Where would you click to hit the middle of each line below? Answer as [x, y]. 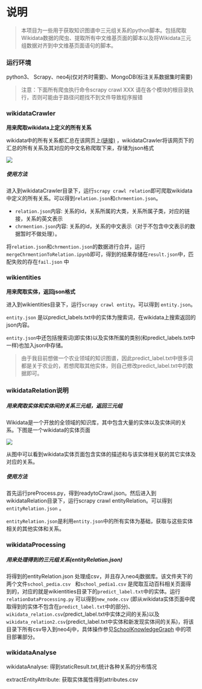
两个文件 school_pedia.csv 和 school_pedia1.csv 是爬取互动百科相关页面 [96, 584]
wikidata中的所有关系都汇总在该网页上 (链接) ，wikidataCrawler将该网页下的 [100, 140]
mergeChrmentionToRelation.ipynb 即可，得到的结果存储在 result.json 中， [97, 254]
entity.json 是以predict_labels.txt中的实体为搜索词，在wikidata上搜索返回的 [101, 317]
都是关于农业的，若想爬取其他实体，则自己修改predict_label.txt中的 [104, 365]
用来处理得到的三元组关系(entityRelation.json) [65, 560]
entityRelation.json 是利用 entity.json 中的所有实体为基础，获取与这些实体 [99, 521]
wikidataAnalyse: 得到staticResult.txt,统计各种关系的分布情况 [82, 667]
